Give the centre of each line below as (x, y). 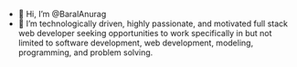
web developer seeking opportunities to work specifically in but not (145, 33)
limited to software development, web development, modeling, (136, 43)
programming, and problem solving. (85, 53)
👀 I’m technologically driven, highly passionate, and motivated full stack (153, 24)
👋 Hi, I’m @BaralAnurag (62, 14)
